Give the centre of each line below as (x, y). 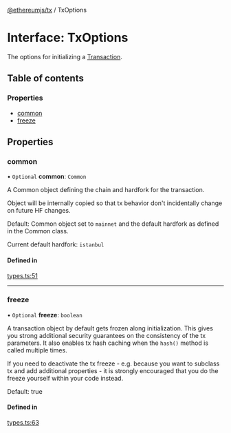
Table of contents (45, 78)
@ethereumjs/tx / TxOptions (47, 10)
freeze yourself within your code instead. (65, 378)
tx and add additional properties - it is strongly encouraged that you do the (113, 370)
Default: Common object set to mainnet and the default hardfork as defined (113, 224)
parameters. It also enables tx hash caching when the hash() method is (108, 343)
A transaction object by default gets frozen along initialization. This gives (110, 328)
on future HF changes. (39, 211)
